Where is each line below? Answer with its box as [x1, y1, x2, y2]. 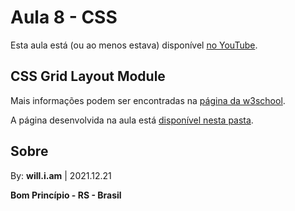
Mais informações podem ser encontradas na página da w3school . [10, 94, 286, 106]
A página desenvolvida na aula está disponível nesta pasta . [10, 114, 254, 126]
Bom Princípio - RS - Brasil [10, 189, 122, 201]
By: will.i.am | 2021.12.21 [10, 169, 112, 181]
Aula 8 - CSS [10, 6, 118, 29]
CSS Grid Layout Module [10, 68, 166, 85]
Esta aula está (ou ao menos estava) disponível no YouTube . [10, 39, 258, 51]
